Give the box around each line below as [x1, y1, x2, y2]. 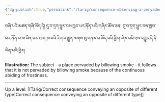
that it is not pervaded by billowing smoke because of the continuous [5, 67, 145, 73]
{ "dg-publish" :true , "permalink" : [5, 7, 74, 12]
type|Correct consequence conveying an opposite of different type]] [5, 91, 144, 97]
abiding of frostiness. [5, 72, 48, 78]
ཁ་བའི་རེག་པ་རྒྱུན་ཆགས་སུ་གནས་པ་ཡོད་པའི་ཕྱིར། [46, 35, 120, 41]
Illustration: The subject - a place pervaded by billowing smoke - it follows [5, 62, 157, 68]
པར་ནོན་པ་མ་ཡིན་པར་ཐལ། [5, 35, 46, 41]
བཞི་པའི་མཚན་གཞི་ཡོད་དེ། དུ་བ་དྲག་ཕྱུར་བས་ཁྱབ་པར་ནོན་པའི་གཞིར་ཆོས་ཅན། [5, 23, 122, 28]
